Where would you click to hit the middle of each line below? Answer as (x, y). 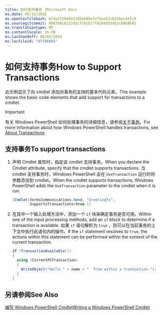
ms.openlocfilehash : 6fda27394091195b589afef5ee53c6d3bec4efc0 (71, 19)
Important (15, 112)
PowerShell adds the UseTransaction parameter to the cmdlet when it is (84, 185)
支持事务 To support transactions (55, 149)
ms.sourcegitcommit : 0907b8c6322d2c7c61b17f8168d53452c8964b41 (71, 23)
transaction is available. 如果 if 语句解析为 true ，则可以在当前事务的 (82, 225)
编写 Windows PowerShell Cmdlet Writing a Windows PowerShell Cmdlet (78, 307)
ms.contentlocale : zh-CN (30, 32)
